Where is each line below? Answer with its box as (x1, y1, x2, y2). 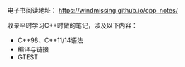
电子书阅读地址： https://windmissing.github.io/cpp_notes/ (7, 6, 179, 14)
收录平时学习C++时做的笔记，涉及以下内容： (7, 21, 138, 30)
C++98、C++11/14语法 (17, 36, 83, 44)
